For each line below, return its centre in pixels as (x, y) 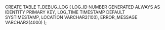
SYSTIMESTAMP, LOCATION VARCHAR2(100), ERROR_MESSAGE (71, 17)
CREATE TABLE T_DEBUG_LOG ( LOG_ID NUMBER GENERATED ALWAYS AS (83, 7)
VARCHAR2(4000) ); (26, 22)
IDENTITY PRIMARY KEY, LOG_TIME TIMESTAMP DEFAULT (65, 12)
